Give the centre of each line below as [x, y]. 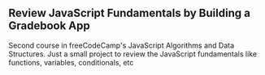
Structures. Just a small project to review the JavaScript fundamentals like [133, 54]
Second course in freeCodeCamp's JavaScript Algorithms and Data [122, 45]
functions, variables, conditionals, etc [71, 62]
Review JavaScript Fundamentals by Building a [129, 13]
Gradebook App [50, 26]
